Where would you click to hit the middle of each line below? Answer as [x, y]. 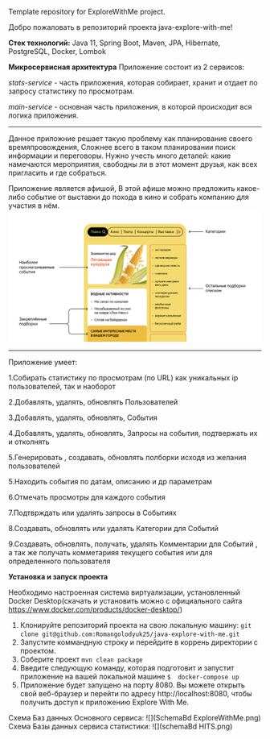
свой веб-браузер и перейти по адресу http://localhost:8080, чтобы [136, 694]
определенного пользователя [59, 561]
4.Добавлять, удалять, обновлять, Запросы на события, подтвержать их [133, 434]
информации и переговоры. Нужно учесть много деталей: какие [120, 156]
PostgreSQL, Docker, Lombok [57, 51]
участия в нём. [34, 206]
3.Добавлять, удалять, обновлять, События [83, 417]
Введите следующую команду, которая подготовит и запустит [127, 668]
